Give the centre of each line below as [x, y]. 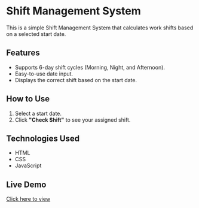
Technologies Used [43, 138]
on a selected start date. [36, 34]
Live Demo [26, 184]
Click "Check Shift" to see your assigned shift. [73, 120]
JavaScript [28, 165]
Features [23, 53]
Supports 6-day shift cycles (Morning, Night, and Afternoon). [90, 67]
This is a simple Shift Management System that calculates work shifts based [100, 28]
